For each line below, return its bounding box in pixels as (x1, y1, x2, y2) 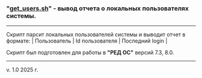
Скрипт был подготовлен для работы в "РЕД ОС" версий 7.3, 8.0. (6, 49, 174, 56)
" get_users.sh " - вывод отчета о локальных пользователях (6, 4, 189, 13)
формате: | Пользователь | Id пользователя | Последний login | (6, 37, 168, 44)
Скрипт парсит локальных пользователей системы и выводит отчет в (6, 31, 186, 38)
